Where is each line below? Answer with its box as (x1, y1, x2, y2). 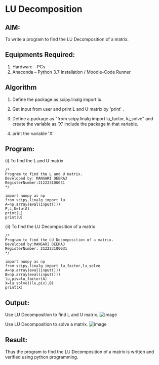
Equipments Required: (5, 50, 75, 59)
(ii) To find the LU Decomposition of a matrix (5, 224, 95, 229)
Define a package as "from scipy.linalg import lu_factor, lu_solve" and (12, 115, 154, 122)
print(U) (5, 215, 23, 220)
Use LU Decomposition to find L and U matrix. (5, 312, 99, 318)
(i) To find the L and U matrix (5, 158, 64, 164)
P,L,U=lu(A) (5, 206, 30, 211)
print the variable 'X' (12, 130, 54, 137)
